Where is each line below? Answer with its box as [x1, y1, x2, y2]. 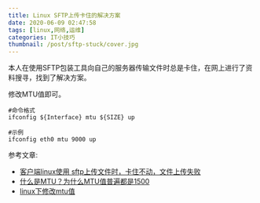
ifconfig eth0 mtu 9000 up [8, 136, 97, 143]
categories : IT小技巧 [8, 33, 75, 42]
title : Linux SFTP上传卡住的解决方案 [8, 11, 121, 20]
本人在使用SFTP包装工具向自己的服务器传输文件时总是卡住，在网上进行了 [8, 63, 246, 73]
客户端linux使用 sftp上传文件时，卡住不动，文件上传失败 [19, 167, 201, 176]
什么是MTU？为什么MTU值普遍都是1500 [19, 177, 150, 187]
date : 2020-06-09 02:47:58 [8, 19, 97, 27]
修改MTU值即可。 [8, 89, 66, 99]
